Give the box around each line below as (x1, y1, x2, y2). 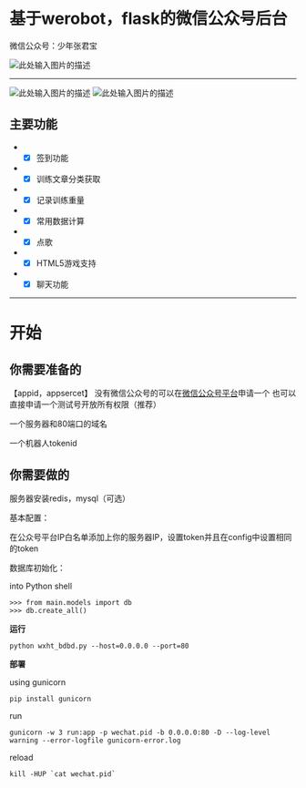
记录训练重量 (36, 194, 85, 205)
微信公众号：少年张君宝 (9, 40, 97, 51)
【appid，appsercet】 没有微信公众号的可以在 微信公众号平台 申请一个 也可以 (9, 388, 297, 399)
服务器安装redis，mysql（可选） (9, 493, 130, 504)
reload (9, 752, 34, 762)
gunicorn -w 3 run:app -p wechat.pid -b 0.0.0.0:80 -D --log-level (9, 728, 271, 737)
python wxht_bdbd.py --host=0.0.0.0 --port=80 (9, 641, 189, 650)
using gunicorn (9, 677, 66, 688)
